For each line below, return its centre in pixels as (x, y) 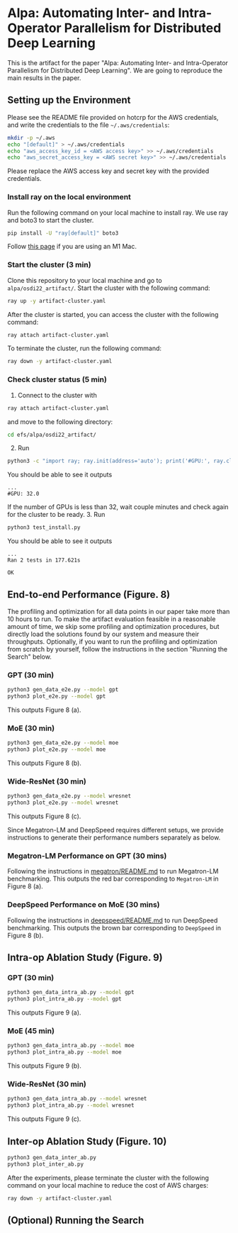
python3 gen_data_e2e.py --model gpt (63, 690)
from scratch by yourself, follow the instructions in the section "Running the (118, 649)
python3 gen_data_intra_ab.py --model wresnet (77, 1099)
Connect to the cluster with (57, 395)
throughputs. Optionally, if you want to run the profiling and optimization (112, 641)
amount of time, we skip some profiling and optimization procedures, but (113, 626)
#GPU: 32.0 (23, 494)
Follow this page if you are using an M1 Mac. (72, 247)
